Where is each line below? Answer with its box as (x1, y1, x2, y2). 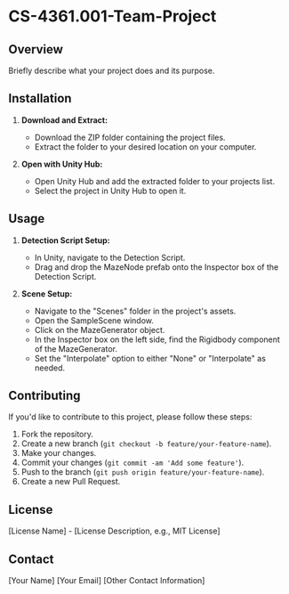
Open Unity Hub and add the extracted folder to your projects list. (34, 175, 276, 186)
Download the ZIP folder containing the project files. (34, 132, 226, 142)
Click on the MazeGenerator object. (34, 324, 165, 335)
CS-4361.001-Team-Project (8, 6, 217, 27)
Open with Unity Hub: (20, 159, 103, 169)
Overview (8, 42, 64, 57)
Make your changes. (20, 448, 97, 459)
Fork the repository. (20, 429, 94, 440)
